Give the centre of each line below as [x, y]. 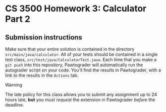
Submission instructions [44, 37]
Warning [14, 85]
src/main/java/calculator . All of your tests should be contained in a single [81, 54]
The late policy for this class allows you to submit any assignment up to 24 [81, 94]
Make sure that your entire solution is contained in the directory [70, 49]
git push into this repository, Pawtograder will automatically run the [74, 65]
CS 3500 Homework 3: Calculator [76, 9]
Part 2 [18, 19]
